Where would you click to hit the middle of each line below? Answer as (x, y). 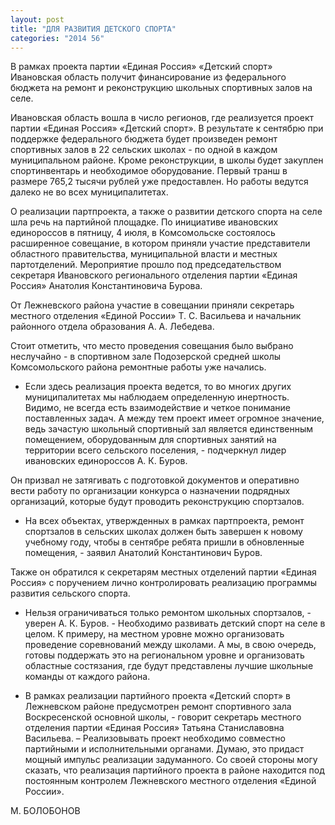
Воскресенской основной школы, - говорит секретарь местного (163, 717)
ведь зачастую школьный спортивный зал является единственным (169, 429)
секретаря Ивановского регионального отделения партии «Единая (154, 275)
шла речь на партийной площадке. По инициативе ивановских (144, 222)
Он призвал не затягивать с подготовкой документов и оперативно (155, 480)
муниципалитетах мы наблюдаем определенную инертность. (157, 397)
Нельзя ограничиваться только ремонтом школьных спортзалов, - (168, 613)
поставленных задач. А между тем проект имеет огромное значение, (174, 418)
